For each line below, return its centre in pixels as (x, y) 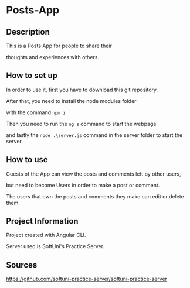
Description (28, 32)
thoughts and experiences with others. (53, 57)
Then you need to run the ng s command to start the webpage (81, 124)
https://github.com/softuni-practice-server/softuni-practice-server (87, 279)
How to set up (32, 76)
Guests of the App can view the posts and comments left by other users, (94, 174)
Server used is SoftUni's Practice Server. (55, 246)
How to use (27, 160)
